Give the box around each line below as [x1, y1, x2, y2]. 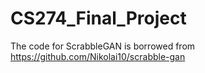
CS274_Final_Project [10, 7, 187, 30]
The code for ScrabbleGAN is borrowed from [10, 40, 196, 52]
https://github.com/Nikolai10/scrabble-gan [10, 50, 186, 62]
